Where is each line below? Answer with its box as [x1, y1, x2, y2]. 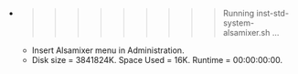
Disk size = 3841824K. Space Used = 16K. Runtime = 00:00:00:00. [31, 55, 283, 65]
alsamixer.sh [222, 27, 271, 37]
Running [222, 8, 255, 18]
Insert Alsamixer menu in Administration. [31, 45, 185, 56]
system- [222, 17, 254, 28]
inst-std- [255, 8, 290, 18]
